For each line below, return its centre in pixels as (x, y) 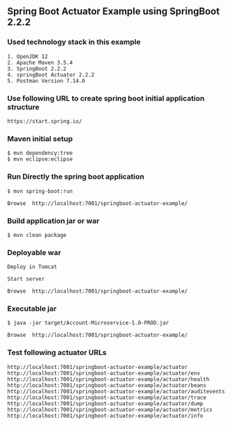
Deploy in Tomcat (32, 267)
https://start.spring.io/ (44, 121)
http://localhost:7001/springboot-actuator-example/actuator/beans (107, 385)
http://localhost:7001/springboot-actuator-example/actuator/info (105, 416)
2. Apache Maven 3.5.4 (40, 63)
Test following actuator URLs (57, 352)
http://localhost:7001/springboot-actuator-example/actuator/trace (107, 398)
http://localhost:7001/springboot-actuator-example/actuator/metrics (110, 409)
